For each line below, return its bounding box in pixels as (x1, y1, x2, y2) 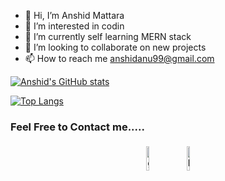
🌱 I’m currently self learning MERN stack (24, 31, 192, 42)
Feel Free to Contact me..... (10, 120, 145, 134)
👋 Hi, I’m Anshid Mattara (24, 10, 125, 21)
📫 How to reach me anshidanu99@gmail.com (24, 53, 215, 64)
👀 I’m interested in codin (24, 20, 125, 32)
